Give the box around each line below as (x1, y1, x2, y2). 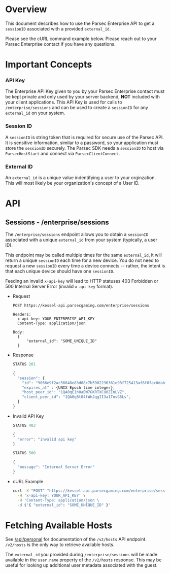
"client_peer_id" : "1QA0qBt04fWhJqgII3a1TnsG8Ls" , (22, 394, 131, 399)
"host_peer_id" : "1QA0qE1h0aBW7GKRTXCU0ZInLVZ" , (22, 390, 127, 395)
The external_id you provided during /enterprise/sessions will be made (5, 552, 158, 558)
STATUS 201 (12, 362, 36, 367)
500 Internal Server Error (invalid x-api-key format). (5, 283, 114, 290)
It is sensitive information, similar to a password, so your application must (5, 140, 159, 146)
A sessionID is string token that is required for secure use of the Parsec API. (5, 134, 164, 140)
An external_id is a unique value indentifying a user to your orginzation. (5, 175, 156, 181)
